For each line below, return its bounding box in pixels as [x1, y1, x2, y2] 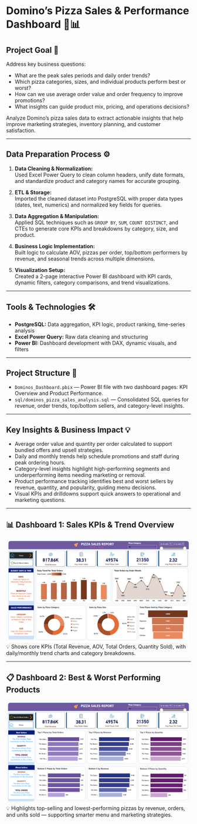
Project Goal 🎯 [6, 45, 59, 55]
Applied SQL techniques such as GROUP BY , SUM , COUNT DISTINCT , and [14, 219, 179, 226]
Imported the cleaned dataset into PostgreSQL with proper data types [14, 195, 184, 202]
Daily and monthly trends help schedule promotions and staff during [14, 453, 180, 460]
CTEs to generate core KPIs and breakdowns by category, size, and [14, 225, 178, 232]
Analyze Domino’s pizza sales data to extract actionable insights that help [6, 114, 184, 121]
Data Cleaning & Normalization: [14, 165, 93, 172]
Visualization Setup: [14, 266, 66, 273]
